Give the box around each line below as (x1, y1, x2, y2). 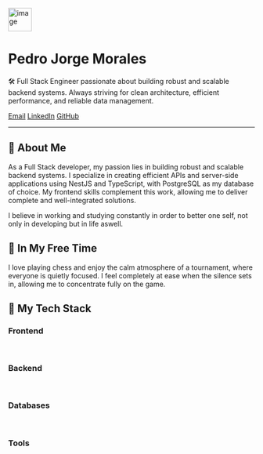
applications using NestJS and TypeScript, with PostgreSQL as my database (8, 179, 254, 188)
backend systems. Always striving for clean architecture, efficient (8, 87, 220, 97)
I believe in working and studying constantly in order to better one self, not (8, 210, 248, 220)
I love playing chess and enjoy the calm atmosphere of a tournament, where (8, 263, 253, 272)
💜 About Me (8, 141, 67, 154)
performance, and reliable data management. (8, 96, 154, 105)
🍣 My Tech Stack (8, 302, 92, 315)
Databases (8, 400, 50, 411)
